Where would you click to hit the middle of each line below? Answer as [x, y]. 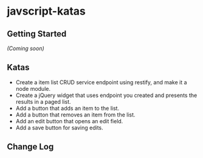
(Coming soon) [26, 48]
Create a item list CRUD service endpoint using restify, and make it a [101, 82]
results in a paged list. [43, 101]
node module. [33, 88]
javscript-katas [46, 11]
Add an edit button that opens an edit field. [69, 121]
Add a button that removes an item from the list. [75, 115]
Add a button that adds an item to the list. [67, 108]
